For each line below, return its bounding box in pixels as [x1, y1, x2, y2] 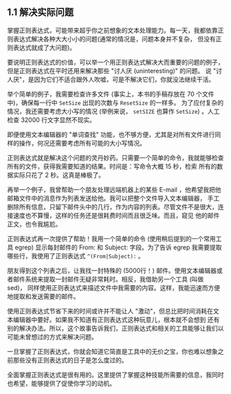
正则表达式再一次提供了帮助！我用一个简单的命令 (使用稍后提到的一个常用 [7, 234, 217, 242]
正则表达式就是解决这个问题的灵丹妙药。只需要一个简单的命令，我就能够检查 [7, 154, 224, 162]
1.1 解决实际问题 [7, 6, 74, 19]
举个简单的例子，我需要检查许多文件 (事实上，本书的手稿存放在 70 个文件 [7, 90, 214, 98]
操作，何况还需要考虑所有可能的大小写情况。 [19, 138, 146, 147]
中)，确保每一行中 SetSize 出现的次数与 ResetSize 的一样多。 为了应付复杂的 [7, 98, 224, 107]
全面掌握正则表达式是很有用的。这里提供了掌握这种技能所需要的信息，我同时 [7, 371, 224, 379]
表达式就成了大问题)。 [12, 43, 76, 52]
